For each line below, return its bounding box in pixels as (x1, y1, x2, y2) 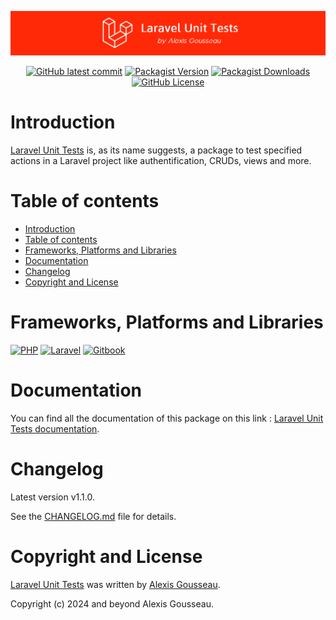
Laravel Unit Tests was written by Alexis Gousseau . (10, 578, 221, 590)
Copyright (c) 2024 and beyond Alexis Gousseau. (10, 597, 214, 610)
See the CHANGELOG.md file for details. (10, 510, 177, 522)
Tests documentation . (10, 422, 100, 435)
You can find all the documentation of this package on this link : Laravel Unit (10, 412, 324, 424)
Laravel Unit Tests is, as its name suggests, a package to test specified (10, 144, 303, 156)
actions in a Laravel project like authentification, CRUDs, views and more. (10, 154, 312, 166)
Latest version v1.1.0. (10, 491, 95, 503)
